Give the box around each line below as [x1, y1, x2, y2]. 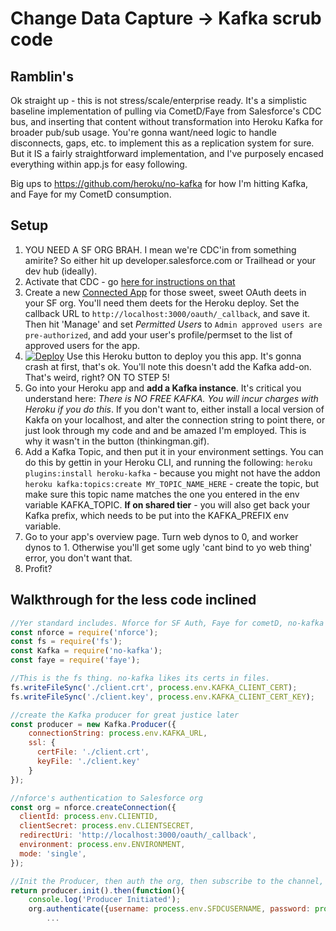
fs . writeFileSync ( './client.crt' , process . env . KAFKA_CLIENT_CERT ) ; [10, 682, 298, 692]
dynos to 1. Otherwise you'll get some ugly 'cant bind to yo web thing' [24, 541, 313, 553]
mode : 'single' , [19, 848, 87, 859]
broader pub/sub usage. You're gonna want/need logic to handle [10, 127, 277, 138]
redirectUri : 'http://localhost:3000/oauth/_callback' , [19, 830, 257, 841]
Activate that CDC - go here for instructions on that [24, 275, 236, 287]
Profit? [24, 562, 53, 574]
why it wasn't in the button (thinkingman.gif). [24, 435, 210, 447]
